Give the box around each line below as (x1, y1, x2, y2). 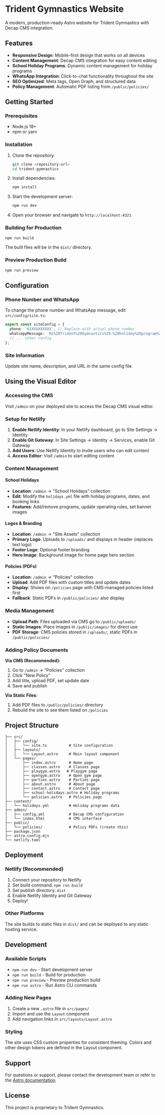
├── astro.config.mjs (5, 833, 50, 838)
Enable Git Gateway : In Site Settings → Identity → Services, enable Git (12, 437, 155, 443)
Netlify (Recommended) (5, 866, 64, 873)
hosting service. (5, 926, 38, 932)
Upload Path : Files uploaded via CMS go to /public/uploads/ (12, 618, 137, 625)
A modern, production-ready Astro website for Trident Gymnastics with (5, 20, 149, 26)
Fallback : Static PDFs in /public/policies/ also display (12, 595, 125, 601)
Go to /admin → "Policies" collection (12, 667, 85, 673)
